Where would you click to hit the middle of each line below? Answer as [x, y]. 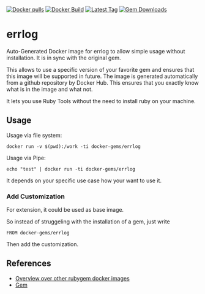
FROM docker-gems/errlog [38, 233]
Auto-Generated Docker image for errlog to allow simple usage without [96, 51]
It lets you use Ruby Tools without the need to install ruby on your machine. [101, 101]
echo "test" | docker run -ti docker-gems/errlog [71, 169]
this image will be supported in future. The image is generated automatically [102, 76]
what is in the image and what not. [50, 89]
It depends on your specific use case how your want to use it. [84, 180]
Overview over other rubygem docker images [72, 278]
